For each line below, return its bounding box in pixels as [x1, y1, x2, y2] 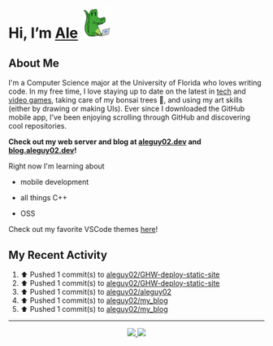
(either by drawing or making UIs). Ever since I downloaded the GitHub [8, 104, 245, 114]
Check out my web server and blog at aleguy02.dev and [8, 137, 201, 147]
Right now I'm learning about [8, 161, 105, 171]
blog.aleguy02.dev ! [8, 146, 77, 155]
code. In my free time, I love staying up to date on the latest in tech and [8, 86, 246, 96]
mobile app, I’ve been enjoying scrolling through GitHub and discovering [8, 112, 250, 122]
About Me [8, 56, 59, 71]
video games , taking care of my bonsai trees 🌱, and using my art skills [8, 95, 243, 105]
